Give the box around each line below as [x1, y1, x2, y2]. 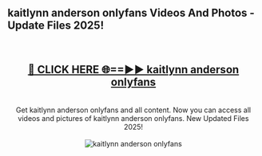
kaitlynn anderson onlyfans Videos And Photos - [7, 6, 255, 20]
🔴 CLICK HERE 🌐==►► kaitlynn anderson [27, 63, 240, 76]
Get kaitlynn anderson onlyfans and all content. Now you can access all [15, 105, 252, 115]
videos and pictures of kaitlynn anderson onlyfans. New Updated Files [18, 113, 249, 123]
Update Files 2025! [7, 19, 105, 33]
